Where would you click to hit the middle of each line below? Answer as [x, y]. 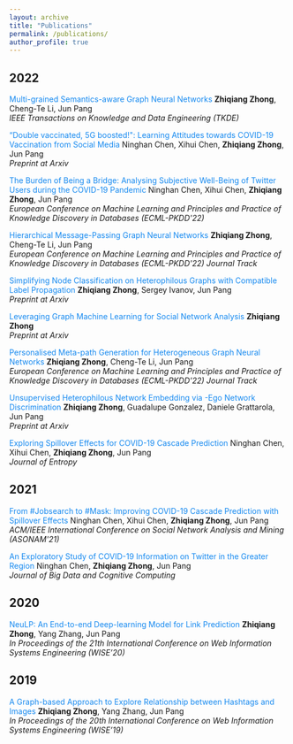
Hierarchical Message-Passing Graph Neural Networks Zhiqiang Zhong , [141, 235]
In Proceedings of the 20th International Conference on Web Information [141, 720]
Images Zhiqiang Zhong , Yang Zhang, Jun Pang [97, 711]
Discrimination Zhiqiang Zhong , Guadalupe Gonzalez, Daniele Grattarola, [142, 407]
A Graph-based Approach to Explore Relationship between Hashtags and [142, 702]
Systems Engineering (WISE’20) [67, 652]
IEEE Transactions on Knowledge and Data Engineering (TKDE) [124, 118]
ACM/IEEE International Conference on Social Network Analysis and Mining [147, 529]
